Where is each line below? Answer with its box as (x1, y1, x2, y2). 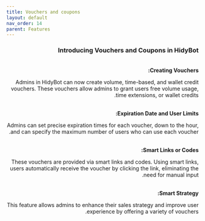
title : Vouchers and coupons (6, 9, 81, 15)
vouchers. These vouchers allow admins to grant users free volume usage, (11, 85, 199, 92)
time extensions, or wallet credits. (113, 91, 199, 98)
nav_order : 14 (6, 20, 43, 26)
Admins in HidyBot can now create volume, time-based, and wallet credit (15, 78, 199, 85)
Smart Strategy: (157, 189, 199, 197)
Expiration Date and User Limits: (115, 109, 199, 117)
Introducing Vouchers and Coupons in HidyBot (57, 46, 199, 55)
